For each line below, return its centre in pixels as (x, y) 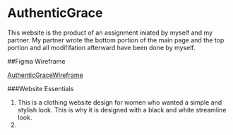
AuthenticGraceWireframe (45, 75)
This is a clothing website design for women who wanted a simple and (120, 102)
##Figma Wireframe (36, 61)
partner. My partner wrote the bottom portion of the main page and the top (116, 40)
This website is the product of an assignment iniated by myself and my (110, 33)
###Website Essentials (41, 88)
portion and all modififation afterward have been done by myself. (101, 47)
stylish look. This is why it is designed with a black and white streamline (122, 110)
